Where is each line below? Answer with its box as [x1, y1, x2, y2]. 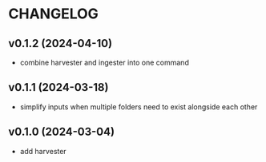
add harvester [19, 146, 66, 156]
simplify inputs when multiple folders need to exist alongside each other [19, 101, 258, 112]
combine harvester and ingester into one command [19, 57, 190, 67]
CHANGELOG [8, 5, 99, 23]
